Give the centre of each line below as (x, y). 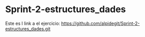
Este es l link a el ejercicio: (33, 23)
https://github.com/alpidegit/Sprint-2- (101, 23)
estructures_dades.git (28, 28)
